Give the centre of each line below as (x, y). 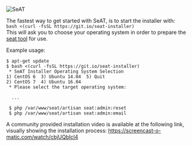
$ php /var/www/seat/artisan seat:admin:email (68, 113)
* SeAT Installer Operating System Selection (66, 72)
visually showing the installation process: (57, 131)
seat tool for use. (27, 38)
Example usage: (26, 50)
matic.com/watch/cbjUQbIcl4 (42, 137)
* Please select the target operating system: (68, 87)
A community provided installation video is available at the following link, (95, 124)
